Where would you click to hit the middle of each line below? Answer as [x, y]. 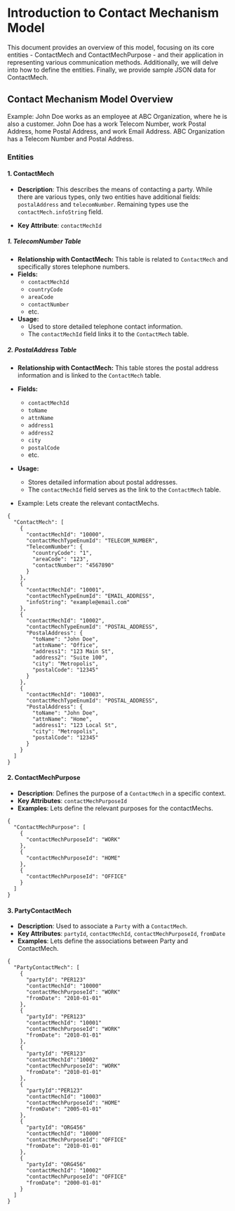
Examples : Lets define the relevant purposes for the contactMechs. [115, 808]
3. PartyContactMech [39, 910]
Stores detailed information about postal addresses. [103, 482]
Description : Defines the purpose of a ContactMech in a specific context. [122, 793]
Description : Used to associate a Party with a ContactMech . [102, 926]
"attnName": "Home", [62, 719]
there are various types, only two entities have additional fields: [109, 197]
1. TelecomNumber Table [45, 241]
